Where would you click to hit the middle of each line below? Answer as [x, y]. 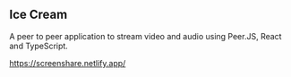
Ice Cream [39, 15]
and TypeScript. [39, 46]
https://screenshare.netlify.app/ [68, 63]
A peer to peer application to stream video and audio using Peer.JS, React [145, 36]
